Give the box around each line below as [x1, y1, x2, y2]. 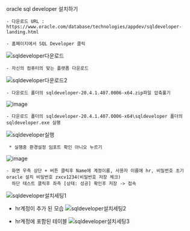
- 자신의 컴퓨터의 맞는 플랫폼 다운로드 [6, 65, 89, 71]
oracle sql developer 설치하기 [6, 5, 78, 12]
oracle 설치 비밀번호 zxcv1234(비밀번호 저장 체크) [6, 174, 121, 180]
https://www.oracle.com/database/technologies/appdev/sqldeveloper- [6, 24, 182, 30]
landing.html [6, 29, 39, 35]
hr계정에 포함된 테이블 [14, 218, 68, 225]
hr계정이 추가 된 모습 [14, 205, 65, 212]
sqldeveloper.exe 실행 [6, 120, 61, 126]
